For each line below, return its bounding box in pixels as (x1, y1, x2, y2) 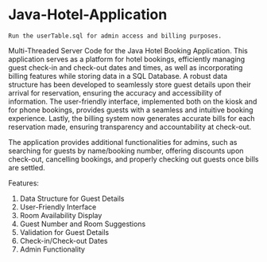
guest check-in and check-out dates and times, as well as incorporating (8, 62, 243, 72)
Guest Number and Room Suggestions (19, 219, 146, 229)
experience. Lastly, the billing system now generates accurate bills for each (8, 113, 256, 123)
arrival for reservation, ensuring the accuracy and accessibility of (8, 88, 222, 97)
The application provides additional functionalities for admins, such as (8, 137, 238, 147)
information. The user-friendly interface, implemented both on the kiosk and (8, 96, 257, 106)
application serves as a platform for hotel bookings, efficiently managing (8, 54, 246, 64)
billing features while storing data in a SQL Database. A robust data (8, 71, 228, 80)
